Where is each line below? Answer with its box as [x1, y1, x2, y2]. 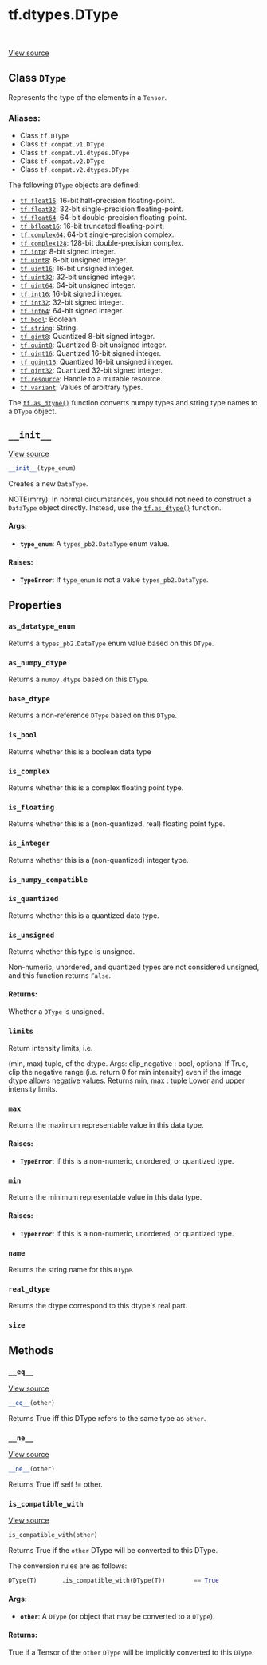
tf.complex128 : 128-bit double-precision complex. [19, 238, 184, 248]
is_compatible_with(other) [8, 1531, 98, 1539]
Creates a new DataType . [8, 478, 89, 489]
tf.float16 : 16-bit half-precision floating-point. [19, 196, 175, 206]
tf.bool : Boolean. [19, 314, 78, 325]
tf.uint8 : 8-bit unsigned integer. [19, 255, 128, 265]
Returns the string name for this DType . [8, 1264, 134, 1274]
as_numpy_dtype [8, 658, 68, 667]
